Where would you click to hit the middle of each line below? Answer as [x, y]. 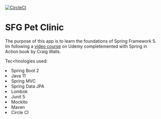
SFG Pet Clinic [35, 28]
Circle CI [20, 112]
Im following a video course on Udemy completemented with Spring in [76, 46]
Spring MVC [24, 81]
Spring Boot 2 [25, 70]
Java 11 [19, 76]
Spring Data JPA [28, 86]
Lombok [20, 91]
